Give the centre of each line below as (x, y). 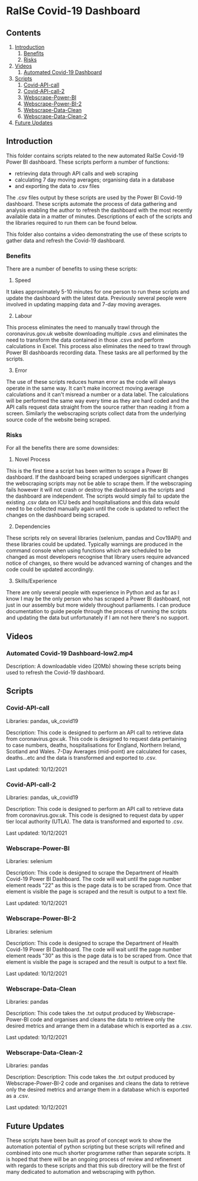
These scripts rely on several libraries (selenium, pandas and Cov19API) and (99, 538)
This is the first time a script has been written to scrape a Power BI (87, 471)
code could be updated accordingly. (50, 569)
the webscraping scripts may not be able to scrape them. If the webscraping (99, 483)
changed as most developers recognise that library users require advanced (98, 557)
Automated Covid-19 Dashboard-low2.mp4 (70, 653)
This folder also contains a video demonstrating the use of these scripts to (97, 234)
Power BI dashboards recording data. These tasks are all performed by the (97, 353)
